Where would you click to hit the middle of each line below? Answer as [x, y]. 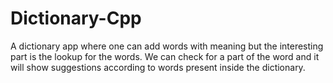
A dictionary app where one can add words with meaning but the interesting [167, 46]
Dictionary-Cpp [76, 18]
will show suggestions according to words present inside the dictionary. [158, 67]
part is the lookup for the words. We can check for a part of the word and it [165, 56]
